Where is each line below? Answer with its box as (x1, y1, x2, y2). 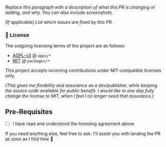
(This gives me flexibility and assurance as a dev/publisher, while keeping (5, 82, 157, 89)
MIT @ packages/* (12, 58, 50, 64)
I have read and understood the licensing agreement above (12, 121, 134, 127)
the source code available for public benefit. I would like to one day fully (5, 88, 154, 94)
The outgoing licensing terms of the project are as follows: (5, 43, 125, 49)
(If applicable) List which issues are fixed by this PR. (5, 19, 113, 25)
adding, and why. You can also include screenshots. (5, 9, 113, 15)
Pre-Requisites (5, 107, 53, 116)
